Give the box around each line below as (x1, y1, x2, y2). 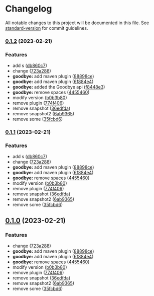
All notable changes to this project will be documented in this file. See (5, 20, 149, 26)
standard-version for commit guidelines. (5, 25, 88, 31)
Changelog (5, 3, 52, 15)
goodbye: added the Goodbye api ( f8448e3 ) (12, 84, 105, 90)
